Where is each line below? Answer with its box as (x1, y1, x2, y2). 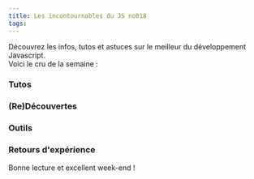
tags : (8, 19, 27, 28)
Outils (8, 122, 32, 134)
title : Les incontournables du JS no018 (8, 11, 148, 20)
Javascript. (8, 50, 46, 60)
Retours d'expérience (8, 144, 96, 156)
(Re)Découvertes (8, 100, 77, 112)
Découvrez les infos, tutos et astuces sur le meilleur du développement (8, 41, 246, 51)
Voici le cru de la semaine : (8, 58, 99, 69)
